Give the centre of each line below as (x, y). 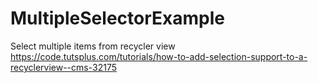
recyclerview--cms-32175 (63, 67)
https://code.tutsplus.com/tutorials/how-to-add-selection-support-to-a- (159, 56)
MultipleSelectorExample (117, 18)
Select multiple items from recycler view (93, 46)
